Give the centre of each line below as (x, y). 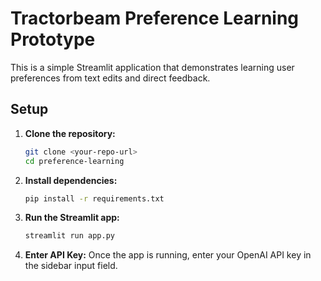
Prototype (53, 39)
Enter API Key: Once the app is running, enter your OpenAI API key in (168, 255)
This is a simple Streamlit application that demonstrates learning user (152, 67)
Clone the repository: (70, 133)
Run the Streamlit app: (72, 218)
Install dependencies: (71, 180)
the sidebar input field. (71, 266)
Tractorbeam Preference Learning (155, 18)
